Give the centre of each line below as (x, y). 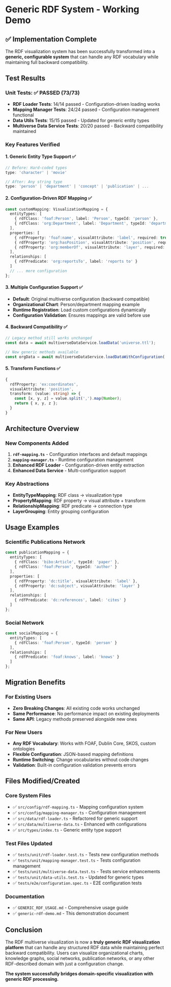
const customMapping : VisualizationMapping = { (57, 209)
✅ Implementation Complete (51, 39)
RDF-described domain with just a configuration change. (65, 964)
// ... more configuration (38, 271)
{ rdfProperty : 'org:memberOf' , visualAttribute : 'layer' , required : (90, 247)
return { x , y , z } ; (36, 403)
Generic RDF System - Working (72, 9)
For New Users (24, 732)
